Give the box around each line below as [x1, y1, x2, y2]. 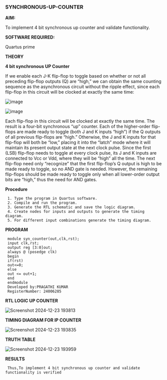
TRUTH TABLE [5, 336, 36, 342]
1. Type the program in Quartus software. [7, 196, 98, 201]
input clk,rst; [7, 241, 39, 246]
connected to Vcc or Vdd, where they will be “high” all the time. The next [5, 155, 155, 161]
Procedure [5, 186, 28, 192]
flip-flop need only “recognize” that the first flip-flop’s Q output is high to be [5, 161, 162, 167]
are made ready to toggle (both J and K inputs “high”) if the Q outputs [17, 129, 161, 135]
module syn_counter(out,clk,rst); [7, 236, 80, 241]
